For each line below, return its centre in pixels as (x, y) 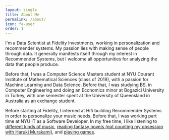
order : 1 (14, 29)
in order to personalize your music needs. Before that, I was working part (81, 116)
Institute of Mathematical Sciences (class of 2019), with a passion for (77, 80)
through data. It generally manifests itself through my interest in (71, 54)
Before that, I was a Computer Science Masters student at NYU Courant (80, 74)
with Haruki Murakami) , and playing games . (50, 132)
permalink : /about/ (26, 19)
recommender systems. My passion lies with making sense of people (77, 48)
